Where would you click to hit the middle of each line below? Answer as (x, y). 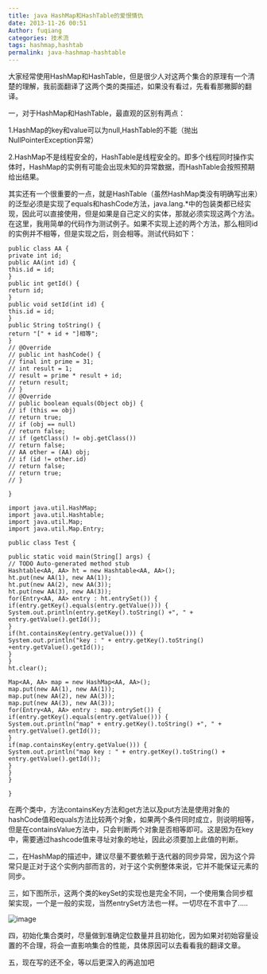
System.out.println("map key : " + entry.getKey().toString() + (117, 752)
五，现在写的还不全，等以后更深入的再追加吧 (81, 962)
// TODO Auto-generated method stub (69, 564)
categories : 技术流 (39, 38)
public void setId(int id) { (56, 304)
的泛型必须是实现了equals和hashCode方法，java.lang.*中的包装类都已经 (126, 203)
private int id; (35, 256)
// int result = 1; (41, 369)
